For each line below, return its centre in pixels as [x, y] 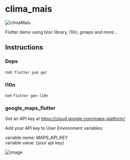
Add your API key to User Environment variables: [54, 128]
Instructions [24, 47]
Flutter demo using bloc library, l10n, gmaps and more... [61, 32]
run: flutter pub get [26, 72]
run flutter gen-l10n [27, 95]
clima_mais [29, 9]
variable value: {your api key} [35, 143]
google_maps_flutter [30, 108]
